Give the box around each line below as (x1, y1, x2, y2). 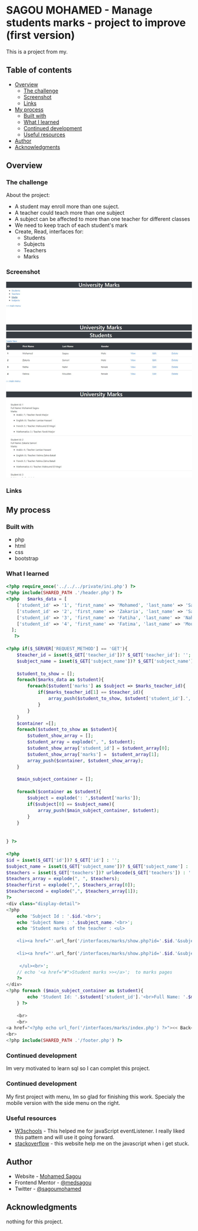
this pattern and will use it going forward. (14, 1133, 115, 1141)
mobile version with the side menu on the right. (6, 1099, 121, 1106)
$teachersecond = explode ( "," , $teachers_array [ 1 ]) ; (6, 888, 138, 894)
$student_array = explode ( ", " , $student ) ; (27, 739, 136, 745)
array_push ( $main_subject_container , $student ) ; (37, 807, 160, 814)
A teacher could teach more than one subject (14, 209, 125, 216)
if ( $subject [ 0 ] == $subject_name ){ (27, 801, 115, 807)
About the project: (6, 192, 50, 199)
